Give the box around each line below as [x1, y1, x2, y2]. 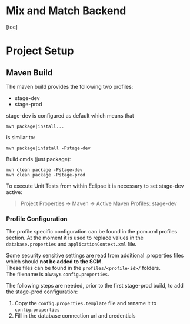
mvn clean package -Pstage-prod [6, 172, 85, 178]
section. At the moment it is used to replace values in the [6, 234, 144, 242]
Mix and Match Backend [6, 4, 126, 18]
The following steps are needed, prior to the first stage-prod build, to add [6, 282, 184, 289]
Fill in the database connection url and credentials [14, 312, 136, 319]
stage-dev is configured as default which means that [6, 112, 134, 119]
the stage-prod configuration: [6, 288, 78, 295]
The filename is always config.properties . [6, 270, 110, 278]
